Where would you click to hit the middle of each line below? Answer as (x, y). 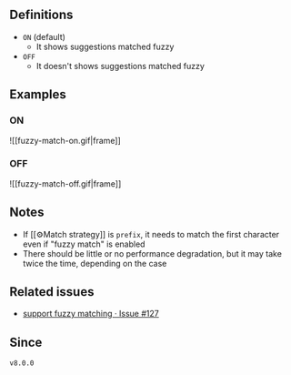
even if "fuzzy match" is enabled (84, 244)
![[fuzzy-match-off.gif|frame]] (65, 183)
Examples (38, 95)
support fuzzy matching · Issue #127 (90, 314)
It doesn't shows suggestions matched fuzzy (120, 66)
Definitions (41, 15)
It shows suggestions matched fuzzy (105, 46)
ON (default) (44, 36)
